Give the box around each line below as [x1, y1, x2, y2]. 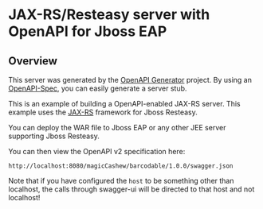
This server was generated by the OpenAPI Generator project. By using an [8, 75, 253, 84]
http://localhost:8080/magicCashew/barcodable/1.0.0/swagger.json [8, 162, 234, 170]
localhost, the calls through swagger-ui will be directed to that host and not [8, 184, 255, 194]
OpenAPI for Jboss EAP [8, 22, 167, 41]
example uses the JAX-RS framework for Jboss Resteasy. [8, 107, 198, 117]
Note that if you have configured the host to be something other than [8, 176, 234, 185]
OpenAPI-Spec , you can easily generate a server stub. [8, 83, 187, 93]
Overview [8, 54, 58, 68]
